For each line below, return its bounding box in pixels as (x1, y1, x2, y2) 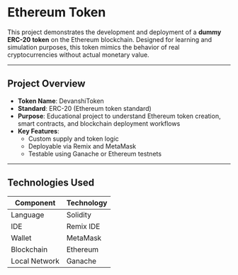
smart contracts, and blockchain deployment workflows (17, 119, 181, 128)
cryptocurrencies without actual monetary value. (7, 50, 150, 59)
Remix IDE (66, 221, 101, 231)
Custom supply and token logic (28, 134, 119, 143)
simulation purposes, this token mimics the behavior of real (7, 43, 180, 51)
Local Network (11, 256, 60, 266)
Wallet (11, 232, 32, 242)
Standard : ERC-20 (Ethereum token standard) (17, 104, 152, 112)
